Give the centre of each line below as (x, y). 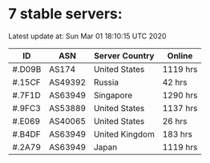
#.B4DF (27, 134)
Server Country (124, 55)
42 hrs (175, 82)
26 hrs (175, 121)
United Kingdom (124, 134)
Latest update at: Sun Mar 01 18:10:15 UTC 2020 (87, 36)
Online (180, 55)
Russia (106, 82)
